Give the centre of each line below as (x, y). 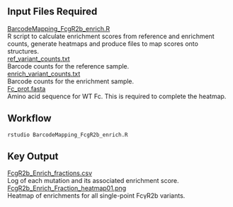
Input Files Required (52, 12)
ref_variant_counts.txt (39, 59)
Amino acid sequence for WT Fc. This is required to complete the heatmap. (117, 96)
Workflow (29, 118)
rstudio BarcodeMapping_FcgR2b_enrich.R (68, 135)
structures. (23, 51)
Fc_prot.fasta (27, 88)
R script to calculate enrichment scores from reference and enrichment (111, 36)
